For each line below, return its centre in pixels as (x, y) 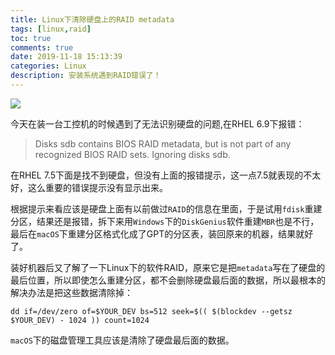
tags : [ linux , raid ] (51, 29)
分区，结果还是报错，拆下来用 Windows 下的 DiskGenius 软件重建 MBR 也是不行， (165, 221)
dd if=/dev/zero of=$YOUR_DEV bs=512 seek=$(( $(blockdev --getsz (151, 311)
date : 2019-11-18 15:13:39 (66, 57)
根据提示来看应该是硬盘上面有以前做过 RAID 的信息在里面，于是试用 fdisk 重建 (166, 208)
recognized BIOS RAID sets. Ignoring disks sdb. (132, 154)
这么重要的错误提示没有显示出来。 (97, 187)
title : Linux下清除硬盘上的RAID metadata (92, 19)
